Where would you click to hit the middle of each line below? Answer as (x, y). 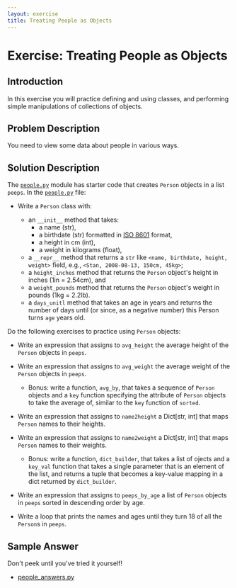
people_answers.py (46, 577)
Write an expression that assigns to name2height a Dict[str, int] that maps (123, 417)
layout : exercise (33, 14)
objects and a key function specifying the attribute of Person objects (127, 395)
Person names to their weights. (62, 445)
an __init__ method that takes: (73, 220)
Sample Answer (43, 546)
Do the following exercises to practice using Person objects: (94, 332)
